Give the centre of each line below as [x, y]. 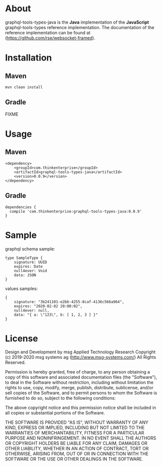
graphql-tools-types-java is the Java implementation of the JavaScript [77, 22]
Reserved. [16, 363]
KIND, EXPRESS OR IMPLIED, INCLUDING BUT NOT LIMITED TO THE [75, 428]
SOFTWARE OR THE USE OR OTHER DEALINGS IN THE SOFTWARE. [74, 459]
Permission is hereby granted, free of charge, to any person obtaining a [78, 372]
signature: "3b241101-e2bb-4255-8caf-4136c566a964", [69, 302]
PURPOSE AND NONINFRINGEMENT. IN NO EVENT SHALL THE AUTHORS [81, 438]
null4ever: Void [31, 271]
